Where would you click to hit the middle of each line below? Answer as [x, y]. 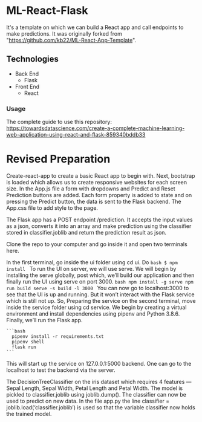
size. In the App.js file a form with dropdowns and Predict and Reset [91, 189]
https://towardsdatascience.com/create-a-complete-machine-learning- [96, 128]
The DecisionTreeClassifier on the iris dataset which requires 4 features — [99, 381]
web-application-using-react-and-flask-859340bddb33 [76, 135]
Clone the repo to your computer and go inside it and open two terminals [97, 244]
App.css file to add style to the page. [52, 208]
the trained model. [29, 414]
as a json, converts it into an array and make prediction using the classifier [99, 226]
